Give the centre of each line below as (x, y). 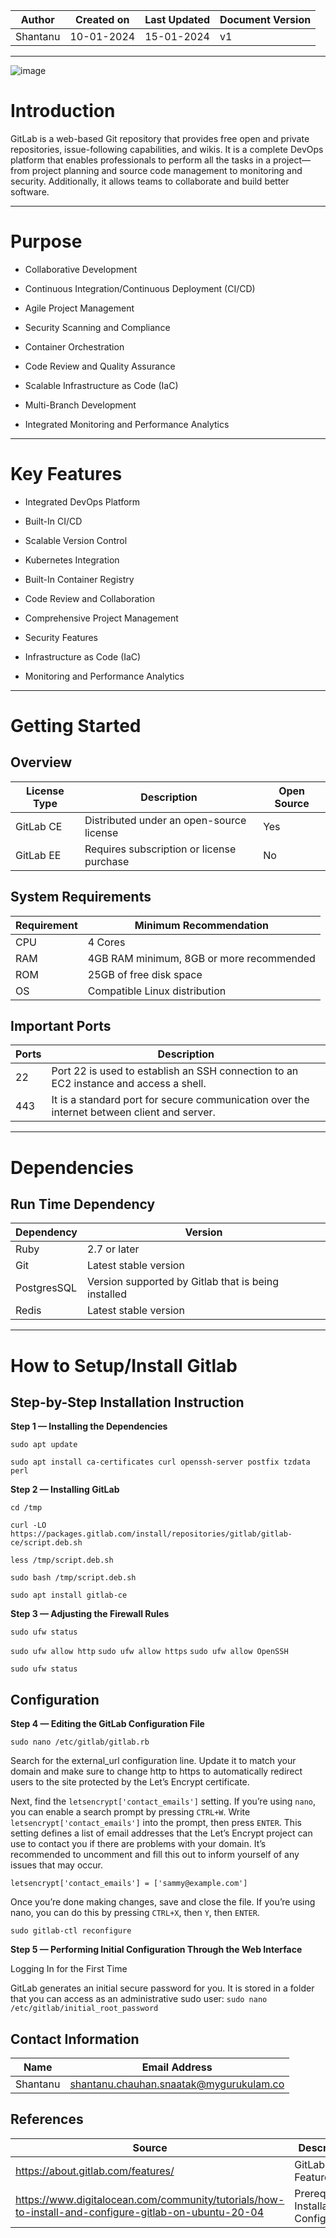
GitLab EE (38, 855)
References (47, 2119)
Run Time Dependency (83, 1204)
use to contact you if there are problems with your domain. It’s (138, 1844)
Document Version (265, 19)
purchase (107, 861)
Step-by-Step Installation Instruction (127, 1402)
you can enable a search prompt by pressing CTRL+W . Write (130, 1812)
